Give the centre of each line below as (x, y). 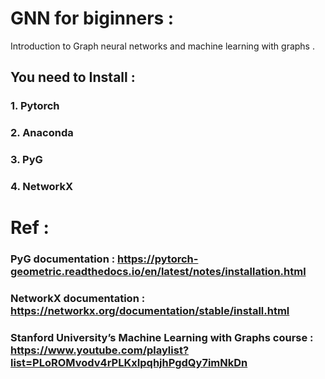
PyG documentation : (63, 259)
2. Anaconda (42, 133)
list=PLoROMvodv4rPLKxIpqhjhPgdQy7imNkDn (129, 362)
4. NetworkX (42, 187)
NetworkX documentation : (78, 299)
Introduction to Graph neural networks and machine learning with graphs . (162, 46)
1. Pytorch (35, 106)
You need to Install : (73, 77)
